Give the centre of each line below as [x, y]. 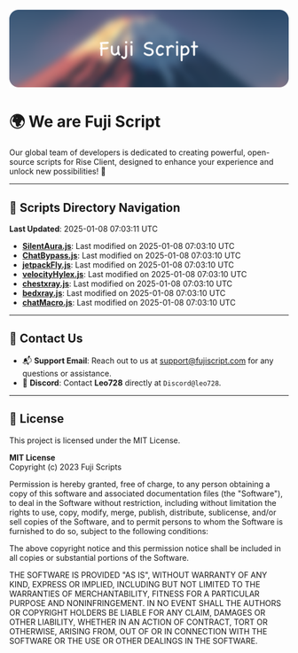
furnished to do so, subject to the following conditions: [109, 531]
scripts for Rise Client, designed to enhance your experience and [155, 162]
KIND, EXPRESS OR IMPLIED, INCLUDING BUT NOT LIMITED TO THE [135, 584]
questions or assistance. [67, 373]
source [22, 162]
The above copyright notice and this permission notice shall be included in [145, 548]
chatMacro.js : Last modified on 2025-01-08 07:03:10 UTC [129, 303]
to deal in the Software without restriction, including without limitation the [143, 502]
